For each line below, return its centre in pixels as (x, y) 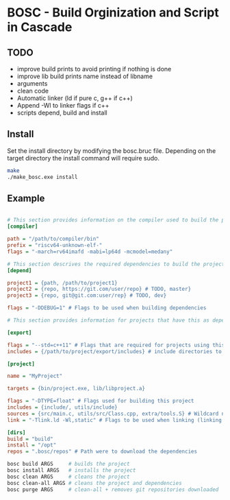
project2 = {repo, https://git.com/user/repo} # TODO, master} (99, 289)
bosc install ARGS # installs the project (72, 471)
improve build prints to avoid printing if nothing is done (94, 69)
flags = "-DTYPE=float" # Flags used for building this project (101, 401)
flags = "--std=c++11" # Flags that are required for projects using (108, 345)
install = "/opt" (32, 445)
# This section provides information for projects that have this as (108, 320)
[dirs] (16, 432)
